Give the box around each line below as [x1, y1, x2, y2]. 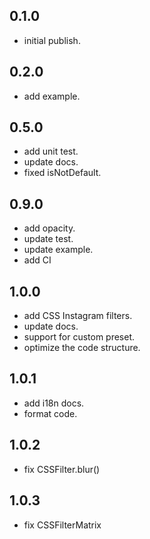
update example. [23, 244, 94, 256]
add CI [23, 254, 52, 266]
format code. [23, 407, 78, 419]
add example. [23, 90, 81, 102]
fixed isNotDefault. [23, 167, 102, 179]
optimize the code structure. [23, 342, 141, 354]
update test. [23, 233, 74, 245]
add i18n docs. [23, 397, 85, 409]
